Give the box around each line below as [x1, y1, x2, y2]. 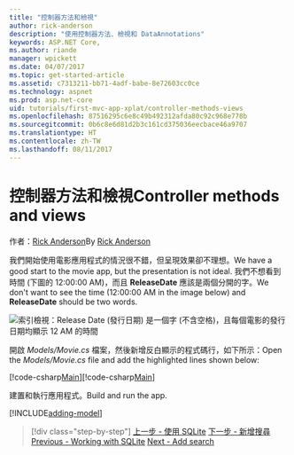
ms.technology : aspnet [9, 87, 93, 96]
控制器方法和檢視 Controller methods [9, 185, 280, 206]
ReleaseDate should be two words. [9, 296, 138, 307]
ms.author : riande [9, 46, 77, 55]
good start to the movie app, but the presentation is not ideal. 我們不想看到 [9, 265, 282, 276]
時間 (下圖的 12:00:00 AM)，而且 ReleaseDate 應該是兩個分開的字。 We [9, 277, 269, 287]
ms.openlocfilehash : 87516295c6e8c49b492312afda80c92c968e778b [9, 112, 248, 121]
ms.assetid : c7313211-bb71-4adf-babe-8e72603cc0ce [9, 79, 200, 88]
